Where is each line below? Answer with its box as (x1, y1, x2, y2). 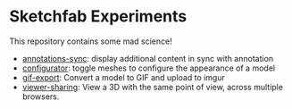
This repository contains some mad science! (9, 36, 172, 46)
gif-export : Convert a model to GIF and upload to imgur (21, 71, 226, 82)
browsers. (21, 91, 60, 102)
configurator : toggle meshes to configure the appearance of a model (21, 63, 275, 73)
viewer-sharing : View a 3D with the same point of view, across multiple (21, 81, 284, 92)
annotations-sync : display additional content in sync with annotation (21, 53, 274, 63)
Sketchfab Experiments (9, 6, 188, 27)
